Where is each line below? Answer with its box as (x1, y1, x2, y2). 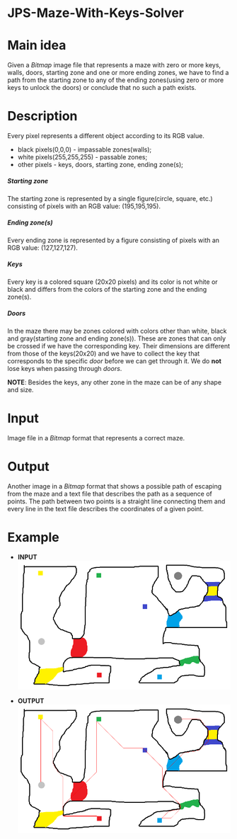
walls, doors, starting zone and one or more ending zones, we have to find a (7, 69, 229, 77)
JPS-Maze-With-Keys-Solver (7, 5, 184, 21)
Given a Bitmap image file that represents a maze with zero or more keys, (7, 61, 221, 69)
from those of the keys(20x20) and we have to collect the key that (7, 349, 200, 358)
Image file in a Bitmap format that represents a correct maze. (7, 433, 185, 442)
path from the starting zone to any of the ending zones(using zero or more (7, 76, 224, 84)
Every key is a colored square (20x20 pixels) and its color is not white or (7, 278, 218, 286)
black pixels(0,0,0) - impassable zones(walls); (17, 145, 152, 154)
